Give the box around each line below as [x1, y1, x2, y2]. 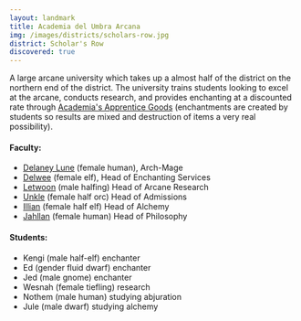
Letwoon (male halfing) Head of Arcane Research [22, 182, 210, 193]
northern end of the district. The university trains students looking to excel [9, 82, 289, 93]
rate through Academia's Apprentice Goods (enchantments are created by [9, 102, 289, 112]
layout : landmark [9, 13, 76, 23]
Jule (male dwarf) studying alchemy [22, 301, 159, 312]
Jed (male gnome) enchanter [22, 272, 132, 283]
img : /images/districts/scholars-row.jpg [9, 30, 170, 39]
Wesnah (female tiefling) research [22, 281, 150, 293]
